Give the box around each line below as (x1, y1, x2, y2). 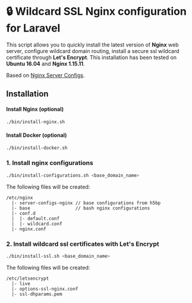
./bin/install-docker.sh (6, 145, 68, 151)
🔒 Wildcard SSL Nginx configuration (6, 5, 187, 18)
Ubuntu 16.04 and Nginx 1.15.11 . (6, 60, 85, 67)
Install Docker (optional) (6, 132, 67, 139)
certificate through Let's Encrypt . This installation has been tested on (6, 54, 177, 61)
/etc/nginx (6, 195, 33, 201)
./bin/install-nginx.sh (6, 118, 65, 125)
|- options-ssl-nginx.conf (11, 286, 78, 292)
